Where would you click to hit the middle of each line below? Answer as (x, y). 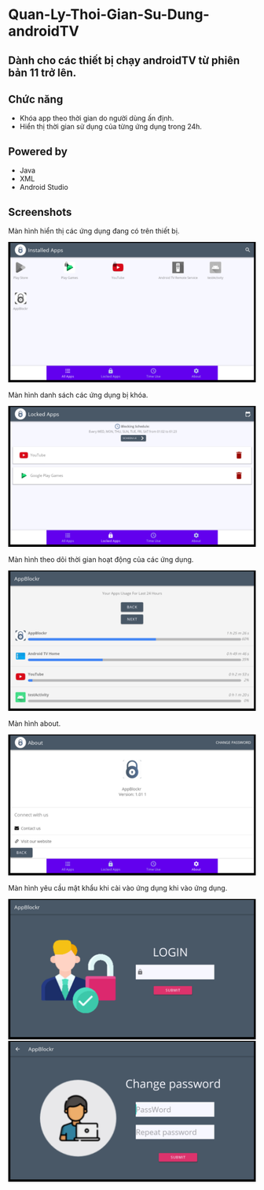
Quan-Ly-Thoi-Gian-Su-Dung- (109, 15)
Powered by (38, 151)
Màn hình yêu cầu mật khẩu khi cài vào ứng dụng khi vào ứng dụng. (118, 887)
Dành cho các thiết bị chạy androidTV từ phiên (124, 60)
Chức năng (36, 99)
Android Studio (44, 188)
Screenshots (40, 212)
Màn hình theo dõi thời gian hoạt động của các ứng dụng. (101, 559)
